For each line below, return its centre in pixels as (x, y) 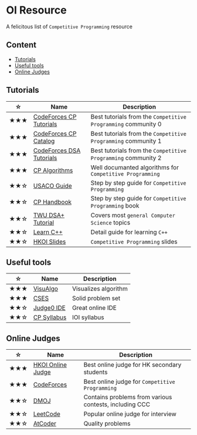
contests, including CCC (117, 404)
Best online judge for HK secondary (133, 365)
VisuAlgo (46, 289)
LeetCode (47, 414)
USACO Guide (52, 186)
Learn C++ (48, 232)
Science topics (111, 222)
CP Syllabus (50, 317)
